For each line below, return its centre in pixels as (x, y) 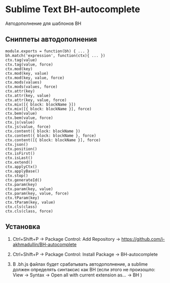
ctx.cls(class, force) (29, 211)
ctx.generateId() (24, 180)
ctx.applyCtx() (21, 167)
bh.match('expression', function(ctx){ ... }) (55, 55)
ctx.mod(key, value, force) (35, 78)
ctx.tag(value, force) (29, 65)
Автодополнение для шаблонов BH (43, 23)
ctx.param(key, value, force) (37, 193)
